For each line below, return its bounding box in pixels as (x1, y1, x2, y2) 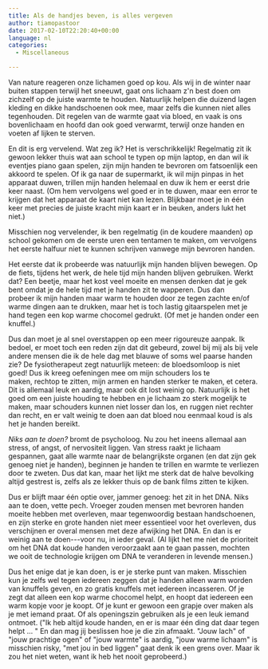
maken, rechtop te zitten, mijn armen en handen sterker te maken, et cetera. (8, 376, 258, 386)
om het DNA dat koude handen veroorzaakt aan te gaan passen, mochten (8, 543, 250, 553)
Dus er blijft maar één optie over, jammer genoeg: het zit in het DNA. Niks (8, 492, 249, 502)
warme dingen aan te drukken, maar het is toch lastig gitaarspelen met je (8, 302, 248, 311)
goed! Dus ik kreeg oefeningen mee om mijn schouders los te (8, 368, 211, 377)
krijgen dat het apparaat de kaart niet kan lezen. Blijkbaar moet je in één (8, 195, 245, 204)
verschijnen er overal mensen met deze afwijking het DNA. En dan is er (8, 526, 242, 535)
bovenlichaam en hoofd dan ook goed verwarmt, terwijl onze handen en (8, 120, 245, 129)
